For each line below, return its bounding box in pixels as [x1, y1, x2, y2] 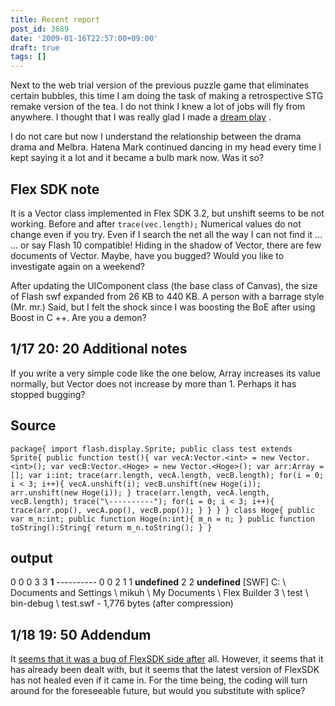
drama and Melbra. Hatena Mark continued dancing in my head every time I [10, 141, 322, 153]
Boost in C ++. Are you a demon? [10, 311, 147, 323]
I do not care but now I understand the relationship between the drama [10, 131, 302, 143]
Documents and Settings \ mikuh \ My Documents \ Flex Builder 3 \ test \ [10, 587, 309, 599]
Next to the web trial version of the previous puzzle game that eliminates [10, 79, 310, 91]
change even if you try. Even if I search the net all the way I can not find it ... [10, 228, 323, 240]
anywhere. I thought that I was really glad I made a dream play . [10, 111, 272, 123]
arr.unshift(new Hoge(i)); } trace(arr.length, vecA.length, [10, 487, 271, 498]
